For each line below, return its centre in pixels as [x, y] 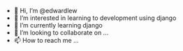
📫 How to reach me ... [46, 40]
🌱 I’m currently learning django [58, 25]
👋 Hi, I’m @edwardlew [45, 11]
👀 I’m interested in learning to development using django [95, 18]
